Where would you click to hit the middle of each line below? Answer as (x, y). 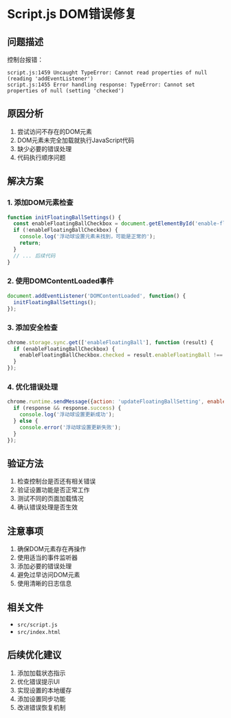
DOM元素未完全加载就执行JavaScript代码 (76, 140)
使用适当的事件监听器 (47, 558)
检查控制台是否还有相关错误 (56, 481)
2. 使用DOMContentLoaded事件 (60, 281)
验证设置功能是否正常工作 (53, 490)
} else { (26, 421)
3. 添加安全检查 (33, 328)
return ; (30, 243)
